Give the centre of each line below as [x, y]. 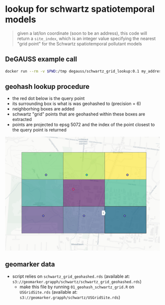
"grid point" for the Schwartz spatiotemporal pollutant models [80, 43]
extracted [22, 119]
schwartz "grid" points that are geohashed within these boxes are [79, 114]
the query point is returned [39, 130]
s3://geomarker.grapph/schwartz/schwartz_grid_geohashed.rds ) [77, 281]
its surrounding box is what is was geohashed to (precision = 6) [77, 104]
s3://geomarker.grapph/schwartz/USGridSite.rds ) [70, 297]
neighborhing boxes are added [43, 109]
